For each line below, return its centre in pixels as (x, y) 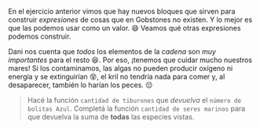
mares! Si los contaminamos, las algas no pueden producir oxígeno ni (121, 68)
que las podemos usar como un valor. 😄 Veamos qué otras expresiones (125, 28)
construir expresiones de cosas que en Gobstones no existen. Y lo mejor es (130, 20)
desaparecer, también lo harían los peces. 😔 (81, 85)
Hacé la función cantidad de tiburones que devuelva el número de (134, 100)
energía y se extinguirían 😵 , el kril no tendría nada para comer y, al (117, 77)
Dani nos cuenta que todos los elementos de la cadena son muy (112, 51)
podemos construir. (40, 36)
